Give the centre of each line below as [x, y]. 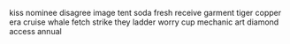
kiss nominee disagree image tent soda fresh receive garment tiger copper [145, 13]
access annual [35, 31]
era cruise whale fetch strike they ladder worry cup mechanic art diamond [144, 22]
